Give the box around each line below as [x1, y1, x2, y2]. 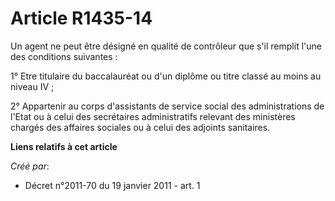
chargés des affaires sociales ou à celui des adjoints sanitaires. [10, 121, 271, 133]
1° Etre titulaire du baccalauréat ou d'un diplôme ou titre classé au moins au [10, 70, 322, 82]
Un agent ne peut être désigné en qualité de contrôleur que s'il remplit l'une [10, 40, 322, 52]
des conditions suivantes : [10, 50, 118, 62]
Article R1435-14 [10, 7, 153, 30]
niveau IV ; [10, 80, 55, 92]
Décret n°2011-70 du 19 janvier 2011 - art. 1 [24, 179, 201, 191]
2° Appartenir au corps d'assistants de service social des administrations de [10, 100, 325, 112]
